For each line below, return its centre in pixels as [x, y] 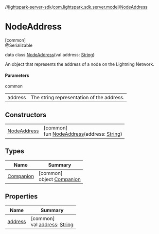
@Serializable [19, 45]
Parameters [17, 75]
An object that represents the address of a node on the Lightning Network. [80, 64]
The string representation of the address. [78, 98]
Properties [21, 197]
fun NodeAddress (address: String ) [83, 134]
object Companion [60, 179]
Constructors [26, 115]
